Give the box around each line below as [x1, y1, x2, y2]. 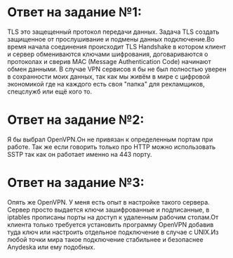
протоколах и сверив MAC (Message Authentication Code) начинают [7, 57, 212, 65]
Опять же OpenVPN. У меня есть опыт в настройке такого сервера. [7, 198, 211, 206]
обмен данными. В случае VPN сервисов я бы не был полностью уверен [7, 65, 227, 73]
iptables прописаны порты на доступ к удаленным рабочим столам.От [7, 212, 219, 221]
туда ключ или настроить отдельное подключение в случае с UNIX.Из [7, 228, 219, 236]
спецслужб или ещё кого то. [7, 87, 93, 96]
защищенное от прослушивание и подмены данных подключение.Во [7, 34, 215, 43]
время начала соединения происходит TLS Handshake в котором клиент [7, 42, 226, 51]
